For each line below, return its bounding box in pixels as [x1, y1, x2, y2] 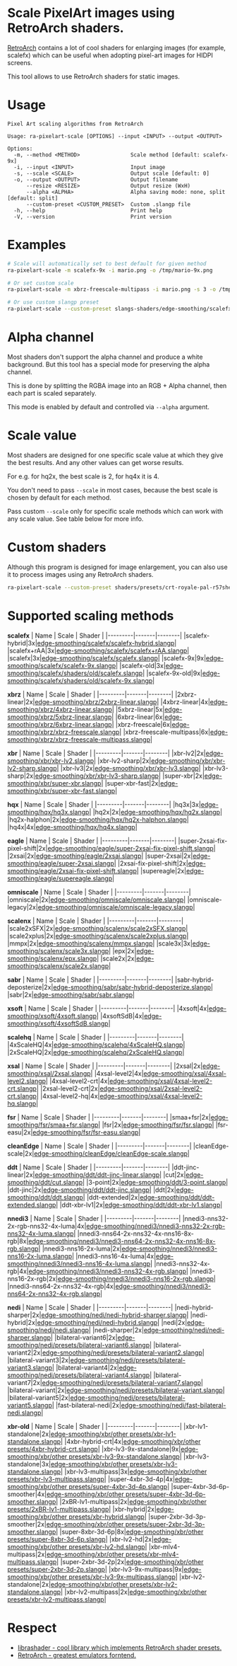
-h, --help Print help [13, 207, 162, 214]
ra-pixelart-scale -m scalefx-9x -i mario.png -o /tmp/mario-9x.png [7, 267, 213, 274]
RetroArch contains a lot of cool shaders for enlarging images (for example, [7, 43, 226, 52]
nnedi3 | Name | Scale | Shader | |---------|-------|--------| [7, 1214, 181, 1222]
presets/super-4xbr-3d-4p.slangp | [68, 1482, 170, 1490]
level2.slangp [7, 1076, 47, 1085]
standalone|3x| [7, 1459, 51, 1468]
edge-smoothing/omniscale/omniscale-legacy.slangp [37, 902, 193, 911]
